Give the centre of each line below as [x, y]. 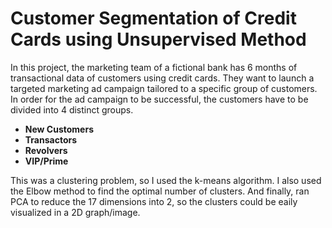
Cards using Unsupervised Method [158, 39]
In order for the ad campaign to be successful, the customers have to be [159, 99]
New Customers [59, 129]
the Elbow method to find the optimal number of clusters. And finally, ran [160, 191]
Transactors [51, 139]
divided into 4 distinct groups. [72, 109]
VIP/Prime [46, 161]
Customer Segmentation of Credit [153, 18]
